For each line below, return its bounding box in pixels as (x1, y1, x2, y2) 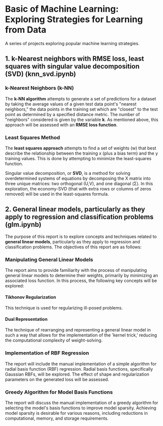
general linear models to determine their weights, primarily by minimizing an (5, 273, 158, 279)
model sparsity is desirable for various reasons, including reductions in (5, 410, 148, 416)
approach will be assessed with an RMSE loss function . (5, 121, 117, 128)
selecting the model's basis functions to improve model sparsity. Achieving (5, 405, 157, 411)
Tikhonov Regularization (5, 294, 56, 300)
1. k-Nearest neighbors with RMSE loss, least (5, 55, 144, 63)
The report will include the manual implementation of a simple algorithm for (5, 361, 157, 367)
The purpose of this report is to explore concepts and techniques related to (5, 234, 157, 239)
